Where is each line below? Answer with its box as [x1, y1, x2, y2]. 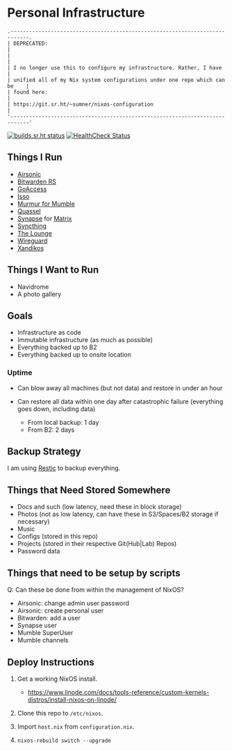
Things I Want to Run [7, 264, 99, 276]
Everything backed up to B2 [17, 343, 97, 352]
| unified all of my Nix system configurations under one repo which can [7, 76, 226, 83]
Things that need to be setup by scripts [7, 567, 181, 579]
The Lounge [17, 229, 52, 237]
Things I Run [7, 152, 63, 163]
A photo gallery [17, 290, 62, 298]
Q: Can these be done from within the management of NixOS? [7, 586, 184, 594]
